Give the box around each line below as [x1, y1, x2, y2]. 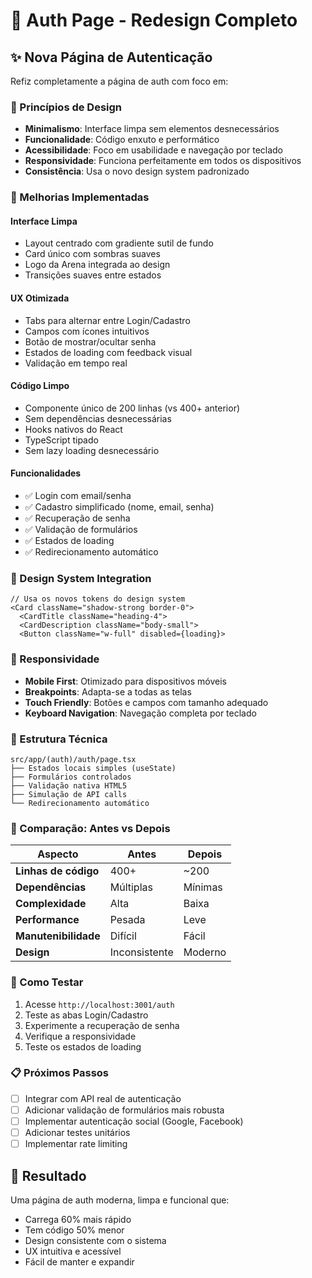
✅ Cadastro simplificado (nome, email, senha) [24, 501, 215, 513]
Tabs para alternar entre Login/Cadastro [24, 314, 191, 326]
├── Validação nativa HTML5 [10, 780, 128, 791]
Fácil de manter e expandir [24, 1255, 135, 1268]
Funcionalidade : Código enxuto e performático [24, 134, 220, 146]
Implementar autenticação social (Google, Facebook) [24, 1115, 244, 1127]
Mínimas [183, 880, 223, 894]
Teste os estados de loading [24, 1040, 142, 1053]
